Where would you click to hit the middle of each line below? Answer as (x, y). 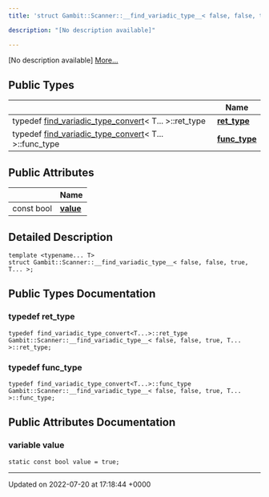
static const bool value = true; (64, 462)
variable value (36, 445)
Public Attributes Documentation (92, 422)
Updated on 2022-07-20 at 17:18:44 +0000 (80, 484)
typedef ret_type (42, 317)
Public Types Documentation (82, 294)
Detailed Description (61, 237)
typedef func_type (45, 367)
